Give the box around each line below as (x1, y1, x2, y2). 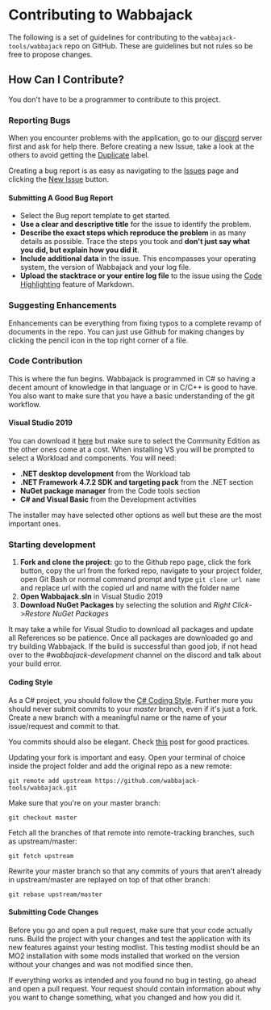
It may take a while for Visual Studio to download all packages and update (8, 625, 254, 634)
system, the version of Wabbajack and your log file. (19, 263, 191, 272)
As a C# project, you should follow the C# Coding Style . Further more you (8, 695, 253, 705)
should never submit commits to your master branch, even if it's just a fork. (8, 704, 258, 713)
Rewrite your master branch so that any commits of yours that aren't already (8, 866, 262, 876)
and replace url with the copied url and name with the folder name (19, 583, 240, 593)
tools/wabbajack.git (8, 784, 78, 792)
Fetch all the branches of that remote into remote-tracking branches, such (8, 827, 255, 837)
